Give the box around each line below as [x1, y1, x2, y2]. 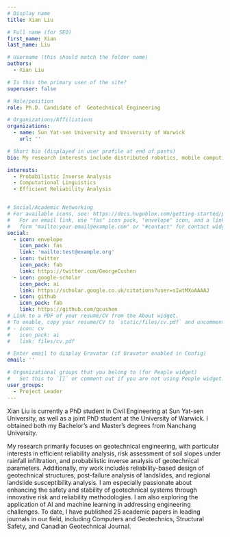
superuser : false [7, 85, 57, 92]
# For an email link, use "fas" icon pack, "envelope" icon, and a [7, 216, 210, 223]
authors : [7, 60, 32, 67]
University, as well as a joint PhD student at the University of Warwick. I [7, 414, 209, 422]
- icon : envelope [13, 236, 63, 243]
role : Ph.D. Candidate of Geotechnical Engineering [7, 104, 161, 111]
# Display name [7, 10, 51, 17]
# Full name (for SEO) [7, 29, 72, 36]
